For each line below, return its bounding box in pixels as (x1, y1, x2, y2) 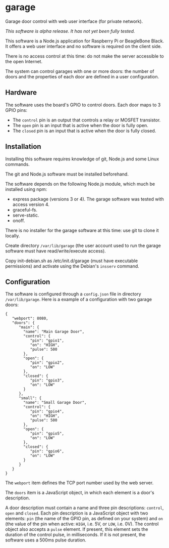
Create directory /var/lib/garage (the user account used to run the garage (5, 242, 161, 248)
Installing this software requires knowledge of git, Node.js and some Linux (5, 156, 159, 162)
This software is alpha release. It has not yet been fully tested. (5, 28, 135, 34)
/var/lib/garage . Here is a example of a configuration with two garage (5, 297, 152, 303)
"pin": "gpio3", (30, 378, 65, 383)
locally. (5, 232, 20, 239)
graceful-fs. (12, 206, 38, 213)
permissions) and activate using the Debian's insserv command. (5, 263, 140, 269)
